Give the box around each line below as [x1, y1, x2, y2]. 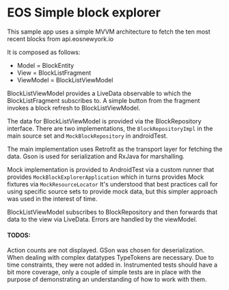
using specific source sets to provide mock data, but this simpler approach [7, 187, 218, 195]
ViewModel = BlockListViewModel [16, 75, 113, 84]
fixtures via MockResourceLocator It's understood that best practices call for [7, 180, 218, 188]
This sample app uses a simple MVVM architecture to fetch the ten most [7, 27, 211, 36]
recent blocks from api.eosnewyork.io [7, 34, 114, 43]
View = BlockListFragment [16, 69, 92, 77]
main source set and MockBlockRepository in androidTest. [7, 132, 168, 140]
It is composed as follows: [7, 48, 81, 56]
